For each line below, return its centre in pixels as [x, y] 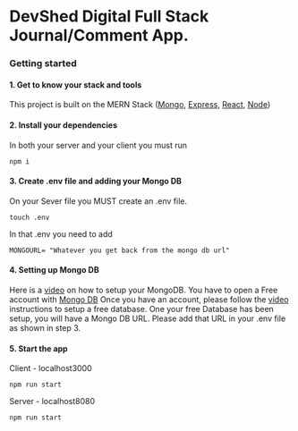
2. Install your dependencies [64, 125]
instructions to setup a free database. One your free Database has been [142, 308]
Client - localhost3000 [51, 368]
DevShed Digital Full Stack [109, 17]
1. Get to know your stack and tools [76, 85]
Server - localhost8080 [52, 401]
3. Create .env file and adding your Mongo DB [95, 182]
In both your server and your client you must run [98, 145]
